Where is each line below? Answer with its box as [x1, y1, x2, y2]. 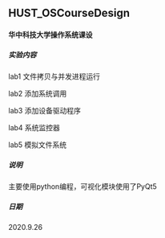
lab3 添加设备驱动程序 [8, 105, 82, 115]
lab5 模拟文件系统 [8, 140, 67, 150]
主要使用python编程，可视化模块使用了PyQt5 [8, 181, 158, 191]
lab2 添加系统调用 [8, 88, 67, 98]
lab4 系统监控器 [8, 122, 60, 132]
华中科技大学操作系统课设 [8, 30, 93, 39]
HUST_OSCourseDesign [8, 6, 131, 20]
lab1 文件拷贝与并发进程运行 [8, 72, 100, 81]
